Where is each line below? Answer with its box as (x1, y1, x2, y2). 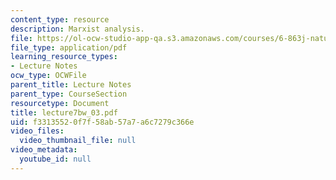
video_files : (10, 126, 65, 136)
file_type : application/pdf (10, 42, 128, 53)
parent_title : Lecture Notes (10, 80, 132, 90)
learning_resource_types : (10, 52, 118, 62)
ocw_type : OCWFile (10, 71, 87, 81)
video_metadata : (10, 145, 78, 155)
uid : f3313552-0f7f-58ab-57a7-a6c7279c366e (10, 117, 195, 127)
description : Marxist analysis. (10, 24, 145, 34)
